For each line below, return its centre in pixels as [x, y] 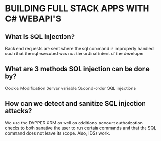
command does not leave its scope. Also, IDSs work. [57, 133]
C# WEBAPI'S [33, 19]
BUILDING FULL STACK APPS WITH [77, 9]
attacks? [18, 111]
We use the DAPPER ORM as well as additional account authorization [74, 123]
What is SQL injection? [40, 37]
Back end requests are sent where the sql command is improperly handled [80, 48]
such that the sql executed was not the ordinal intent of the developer [74, 53]
